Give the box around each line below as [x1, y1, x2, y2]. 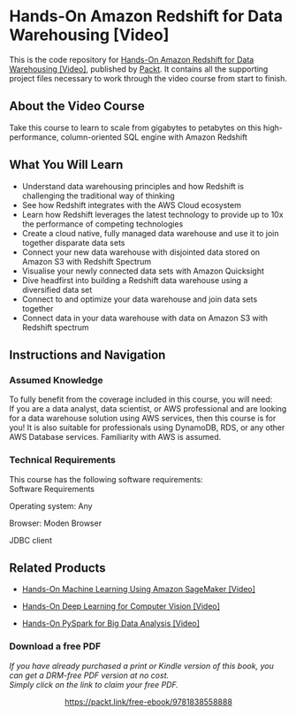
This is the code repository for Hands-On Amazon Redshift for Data [9, 54, 254, 65]
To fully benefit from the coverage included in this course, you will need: [9, 394, 273, 404]
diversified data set [21, 284, 93, 295]
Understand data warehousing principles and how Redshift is [21, 181, 245, 191]
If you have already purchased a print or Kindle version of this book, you [9, 660, 274, 671]
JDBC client [9, 535, 53, 545]
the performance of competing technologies [21, 219, 184, 229]
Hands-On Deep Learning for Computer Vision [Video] [21, 601, 221, 612]
